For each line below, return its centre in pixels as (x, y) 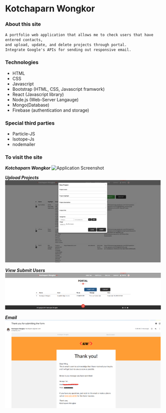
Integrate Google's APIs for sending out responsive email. (68, 50)
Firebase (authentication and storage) (51, 110)
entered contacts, (24, 40)
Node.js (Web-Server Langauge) (45, 99)
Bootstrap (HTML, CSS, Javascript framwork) (59, 89)
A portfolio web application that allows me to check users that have (79, 35)
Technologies (22, 63)
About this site (23, 24)
